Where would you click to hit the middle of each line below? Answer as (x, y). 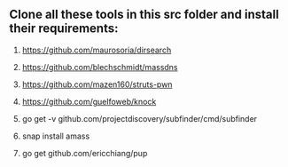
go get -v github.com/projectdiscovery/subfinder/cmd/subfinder (140, 118)
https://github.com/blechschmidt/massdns (100, 67)
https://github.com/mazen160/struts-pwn (97, 84)
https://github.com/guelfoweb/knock (89, 101)
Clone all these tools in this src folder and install (144, 15)
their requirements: (64, 29)
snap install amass (56, 136)
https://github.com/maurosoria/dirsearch (97, 50)
